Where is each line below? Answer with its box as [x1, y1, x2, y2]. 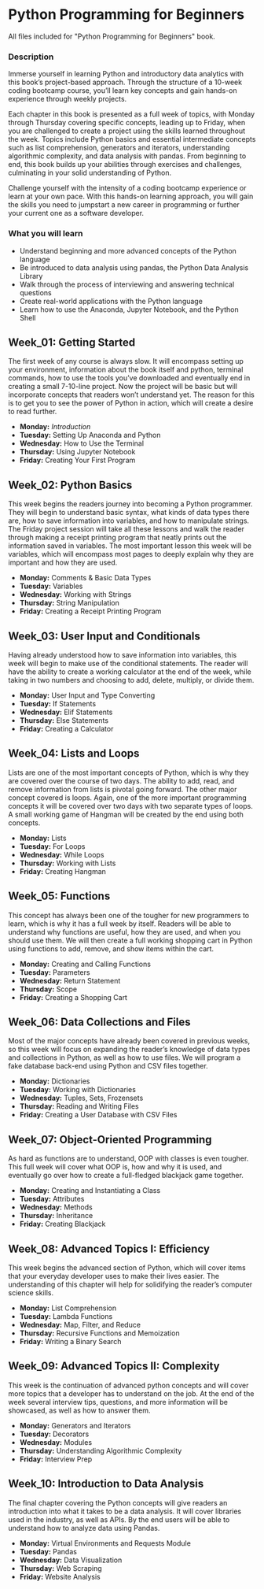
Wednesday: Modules [19, 1437, 93, 1446]
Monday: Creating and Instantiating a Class [19, 1186, 161, 1195]
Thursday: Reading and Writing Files [19, 1102, 139, 1111]
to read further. [8, 407, 57, 417]
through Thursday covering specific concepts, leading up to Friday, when [8, 118, 246, 128]
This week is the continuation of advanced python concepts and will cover [8, 1380, 249, 1390]
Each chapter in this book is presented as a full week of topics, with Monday [8, 109, 255, 119]
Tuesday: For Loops [19, 841, 86, 851]
